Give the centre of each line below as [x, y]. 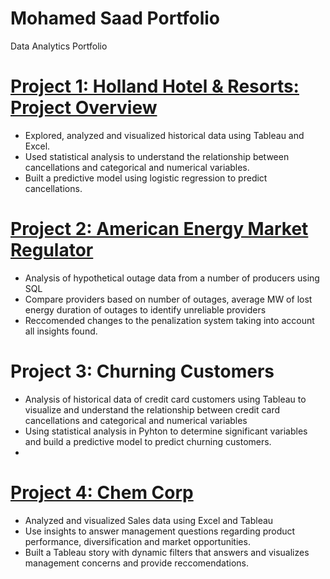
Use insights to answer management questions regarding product [160, 531]
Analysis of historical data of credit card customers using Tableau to [165, 399]
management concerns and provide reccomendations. [137, 563]
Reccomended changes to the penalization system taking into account [169, 320]
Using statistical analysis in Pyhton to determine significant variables [166, 431]
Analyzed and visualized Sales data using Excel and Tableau [149, 520]
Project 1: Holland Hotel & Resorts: [155, 86]
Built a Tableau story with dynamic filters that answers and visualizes [167, 552]
